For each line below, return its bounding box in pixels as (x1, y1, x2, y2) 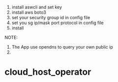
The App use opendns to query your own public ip (11, 44, 113, 50)
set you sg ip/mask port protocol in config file (11, 20, 104, 26)
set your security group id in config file (11, 15, 90, 20)
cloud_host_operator (4, 66, 92, 78)
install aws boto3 (11, 9, 47, 15)
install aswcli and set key (11, 4, 62, 10)
